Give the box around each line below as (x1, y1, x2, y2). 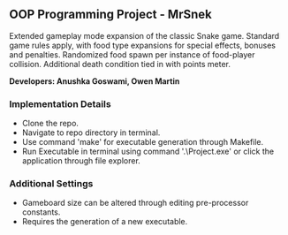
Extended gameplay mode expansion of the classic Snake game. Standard (9, 30, 280, 41)
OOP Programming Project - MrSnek (9, 7, 212, 22)
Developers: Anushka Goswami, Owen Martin (9, 75, 180, 87)
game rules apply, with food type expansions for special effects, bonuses (9, 40, 277, 50)
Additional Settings (9, 178, 94, 190)
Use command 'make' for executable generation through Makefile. (21, 137, 264, 148)
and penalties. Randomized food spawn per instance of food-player (9, 49, 255, 60)
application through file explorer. (21, 155, 141, 166)
